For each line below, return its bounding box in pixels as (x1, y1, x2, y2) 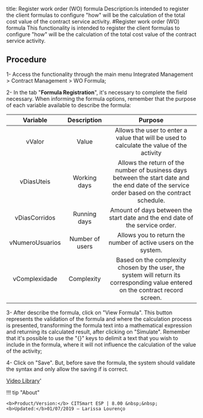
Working (72, 173, 97, 182)
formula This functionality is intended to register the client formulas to (6, 24, 180, 31)
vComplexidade (13, 274, 57, 283)
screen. (140, 293, 162, 302)
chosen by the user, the (117, 263, 185, 271)
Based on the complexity (115, 256, 187, 264)
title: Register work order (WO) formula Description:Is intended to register (6, 5, 189, 12)
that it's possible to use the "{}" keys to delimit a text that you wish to (6, 334, 178, 341)
